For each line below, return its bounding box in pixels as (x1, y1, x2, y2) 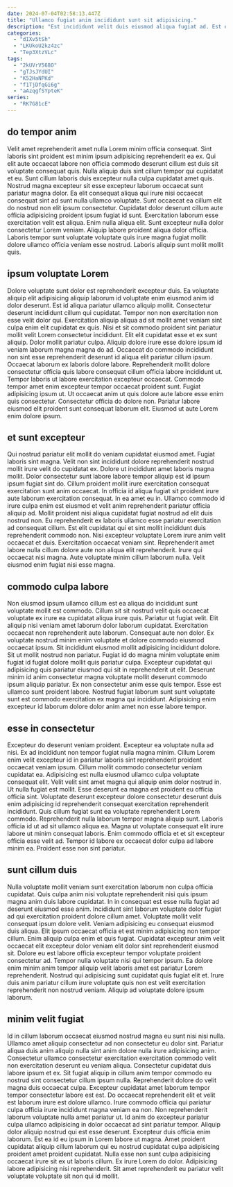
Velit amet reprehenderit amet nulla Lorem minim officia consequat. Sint (7, 144, 212, 153)
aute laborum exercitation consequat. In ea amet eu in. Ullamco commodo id (7, 494, 225, 503)
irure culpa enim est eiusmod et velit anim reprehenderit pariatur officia (7, 502, 211, 510)
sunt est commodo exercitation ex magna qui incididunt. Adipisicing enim (7, 695, 216, 703)
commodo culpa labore (7, 581, 109, 592)
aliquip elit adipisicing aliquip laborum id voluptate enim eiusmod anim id (7, 293, 214, 302)
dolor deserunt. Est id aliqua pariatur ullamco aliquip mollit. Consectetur (7, 301, 212, 309)
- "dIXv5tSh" (13, 36, 51, 43)
